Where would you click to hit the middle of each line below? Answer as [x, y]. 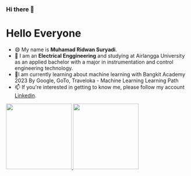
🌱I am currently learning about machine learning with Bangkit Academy [100, 74]
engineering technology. [44, 68]
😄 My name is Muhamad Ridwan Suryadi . [66, 50]
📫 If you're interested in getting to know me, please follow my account [99, 87]
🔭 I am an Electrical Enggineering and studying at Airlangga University [100, 55]
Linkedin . [25, 95]
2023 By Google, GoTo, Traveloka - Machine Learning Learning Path [96, 80]
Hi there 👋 [20, 9]
